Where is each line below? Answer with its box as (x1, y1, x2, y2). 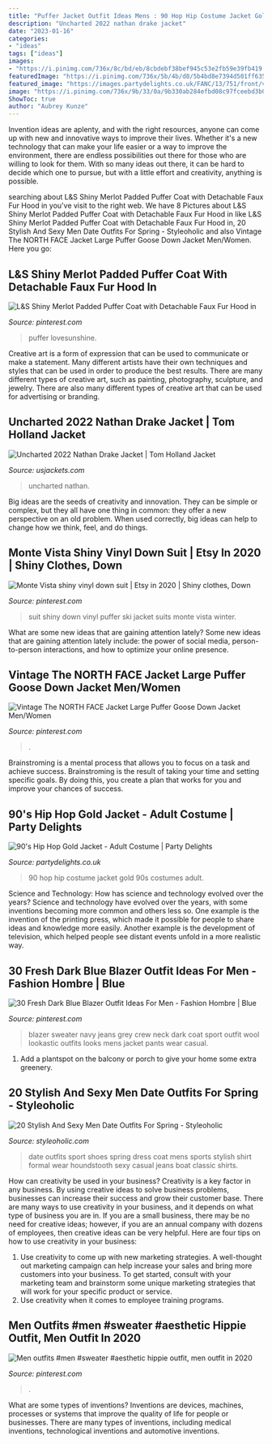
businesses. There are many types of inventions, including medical (8, 1417, 232, 1427)
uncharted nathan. (28, 480, 91, 491)
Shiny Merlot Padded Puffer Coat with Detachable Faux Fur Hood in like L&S (8, 209, 261, 219)
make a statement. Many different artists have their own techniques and (8, 357, 249, 367)
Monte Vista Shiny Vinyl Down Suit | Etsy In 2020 (8, 546, 261, 560)
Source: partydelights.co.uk (8, 857, 101, 867)
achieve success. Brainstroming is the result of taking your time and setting (8, 767, 260, 776)
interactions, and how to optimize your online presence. (43, 644, 229, 654)
